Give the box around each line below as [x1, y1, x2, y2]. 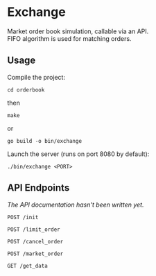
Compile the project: [7, 73, 66, 81]
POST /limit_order [7, 226, 60, 233]
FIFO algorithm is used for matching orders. [7, 34, 132, 42]
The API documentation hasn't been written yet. [7, 200, 144, 209]
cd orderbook [7, 86, 45, 94]
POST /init [7, 214, 39, 221]
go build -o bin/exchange [7, 137, 82, 144]
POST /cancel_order [7, 238, 64, 245]
